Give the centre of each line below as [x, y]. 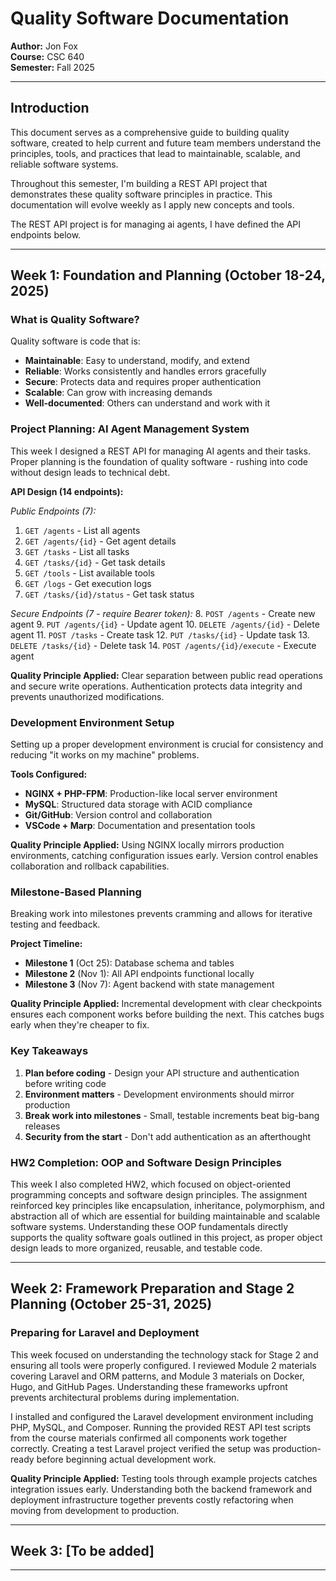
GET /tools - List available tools [89, 573]
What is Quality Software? [75, 320]
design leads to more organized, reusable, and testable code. [136, 1248]
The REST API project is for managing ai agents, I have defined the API [155, 224]
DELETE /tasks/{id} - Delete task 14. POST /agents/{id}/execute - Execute [163, 645]
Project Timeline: [46, 944]
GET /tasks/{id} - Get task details [95, 562]
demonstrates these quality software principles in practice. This [141, 194]
